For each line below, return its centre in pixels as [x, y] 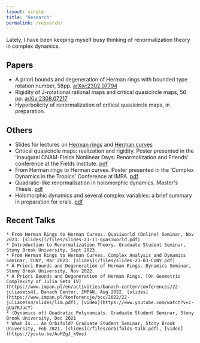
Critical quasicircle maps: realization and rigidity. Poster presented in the [104, 151]
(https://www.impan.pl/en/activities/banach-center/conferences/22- [93, 287]
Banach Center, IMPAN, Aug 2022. [83, 292]
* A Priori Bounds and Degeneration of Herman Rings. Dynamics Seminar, [99, 266]
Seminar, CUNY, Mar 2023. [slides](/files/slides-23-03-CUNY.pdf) [91, 260]
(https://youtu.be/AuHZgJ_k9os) [46, 334]
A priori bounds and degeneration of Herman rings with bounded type [101, 80]
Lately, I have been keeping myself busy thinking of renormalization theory [98, 40]
